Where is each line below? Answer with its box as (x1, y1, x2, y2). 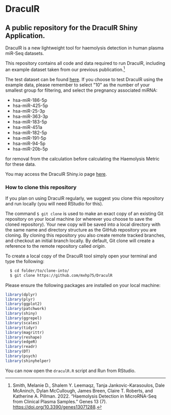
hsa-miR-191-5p (12, 135, 47, 141)
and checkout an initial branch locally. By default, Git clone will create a (5, 238, 155, 244)
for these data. (5, 161, 36, 167)
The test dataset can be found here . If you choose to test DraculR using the (5, 76, 163, 82)
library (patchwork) (5, 306, 47, 312)
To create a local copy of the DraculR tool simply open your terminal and (5, 253, 157, 259)
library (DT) (5, 349, 31, 354)
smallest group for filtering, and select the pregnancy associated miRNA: (5, 87, 158, 93)
